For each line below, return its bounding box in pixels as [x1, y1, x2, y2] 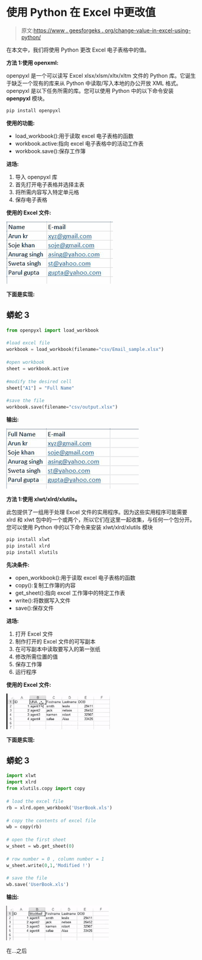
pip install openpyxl [6, 107, 61, 114]
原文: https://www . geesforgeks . [21, 27, 104, 34]
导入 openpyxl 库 [15, 173, 58, 180]
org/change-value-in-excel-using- [104, 27, 191, 34]
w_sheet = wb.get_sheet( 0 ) [6, 843, 75, 849]
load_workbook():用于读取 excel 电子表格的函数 [15, 132, 134, 140]
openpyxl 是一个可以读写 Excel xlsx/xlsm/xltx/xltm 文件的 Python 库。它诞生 [6, 72, 196, 79]
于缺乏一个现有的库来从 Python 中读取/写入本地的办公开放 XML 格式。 [6, 80, 182, 87]
